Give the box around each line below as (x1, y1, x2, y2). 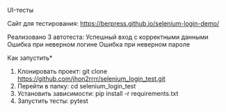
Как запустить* (7, 54, 53, 62)
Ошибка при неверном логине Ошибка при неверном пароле (7, 40, 190, 48)
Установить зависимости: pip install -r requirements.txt (17, 90, 179, 97)
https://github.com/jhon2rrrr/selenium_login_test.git (17, 74, 166, 83)
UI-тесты (7, 6, 34, 14)
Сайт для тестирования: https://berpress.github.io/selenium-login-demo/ (7, 19, 220, 27)
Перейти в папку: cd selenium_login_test (17, 82, 136, 90)
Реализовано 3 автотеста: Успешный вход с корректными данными (7, 33, 209, 41)
